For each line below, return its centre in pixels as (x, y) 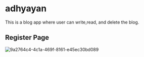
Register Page (27, 38)
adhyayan (26, 9)
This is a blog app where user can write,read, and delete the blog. (72, 22)
